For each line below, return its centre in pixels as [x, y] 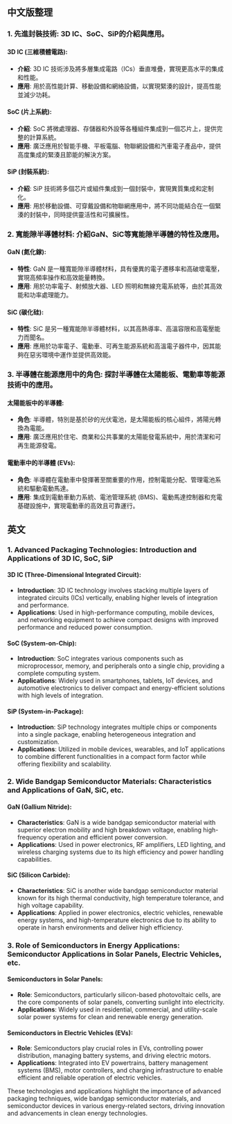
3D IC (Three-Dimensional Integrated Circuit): [74, 575]
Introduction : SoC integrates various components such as [100, 659]
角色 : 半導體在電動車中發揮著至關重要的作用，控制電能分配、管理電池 [116, 479]
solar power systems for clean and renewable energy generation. [110, 1016]
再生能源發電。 [38, 446]
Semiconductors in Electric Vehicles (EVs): [70, 1032]
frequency [32, 837]
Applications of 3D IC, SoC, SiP [60, 558]
